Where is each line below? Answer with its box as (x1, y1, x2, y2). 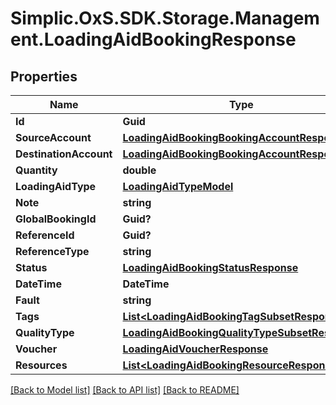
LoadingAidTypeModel (122, 180, 234, 193)
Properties (10, 68, 78, 85)
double (122, 163, 157, 177)
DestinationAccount (15, 147, 113, 161)
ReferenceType (15, 245, 90, 258)
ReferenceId (15, 228, 75, 242)
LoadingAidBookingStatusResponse (122, 261, 299, 274)
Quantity (15, 163, 58, 177)
